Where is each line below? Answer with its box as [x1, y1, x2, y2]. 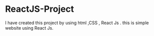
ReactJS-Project [5, 3, 74, 15]
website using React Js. [5, 25, 54, 31]
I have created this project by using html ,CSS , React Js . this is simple [5, 20, 149, 26]
